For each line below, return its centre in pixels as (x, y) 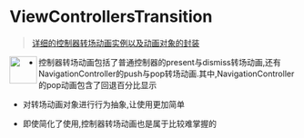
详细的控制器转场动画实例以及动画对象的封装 (116, 43)
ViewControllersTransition (111, 17)
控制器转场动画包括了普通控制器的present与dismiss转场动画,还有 (160, 62)
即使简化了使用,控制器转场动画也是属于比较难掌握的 (119, 123)
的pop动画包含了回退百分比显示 (98, 84)
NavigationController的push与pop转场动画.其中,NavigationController (167, 74)
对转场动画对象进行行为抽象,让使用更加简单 (103, 104)
